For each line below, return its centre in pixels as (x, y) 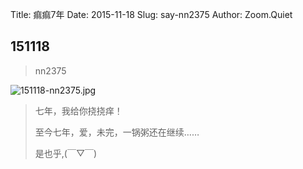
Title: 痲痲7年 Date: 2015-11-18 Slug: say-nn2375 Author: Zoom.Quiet (151, 14)
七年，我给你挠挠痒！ (78, 110)
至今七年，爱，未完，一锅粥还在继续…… (117, 132)
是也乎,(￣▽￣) (66, 153)
